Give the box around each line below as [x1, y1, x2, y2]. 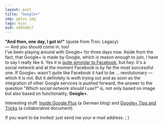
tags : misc [5, 21, 27, 26]
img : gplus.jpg [5, 16, 36, 21]
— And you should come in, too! [5, 44, 70, 50]
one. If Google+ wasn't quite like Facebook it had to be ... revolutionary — [5, 70, 153, 76]
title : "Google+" [5, 12, 40, 17]
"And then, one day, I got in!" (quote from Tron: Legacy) [5, 39, 119, 44]
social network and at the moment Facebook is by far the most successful [5, 64, 153, 71]
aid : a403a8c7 [5, 25, 34, 30]
